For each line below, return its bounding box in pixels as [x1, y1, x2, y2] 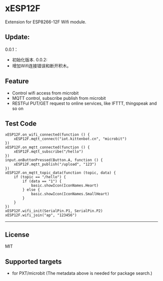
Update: [5, 33, 30, 41]
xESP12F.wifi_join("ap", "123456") [5, 213, 77, 218]
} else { [22, 187, 40, 192]
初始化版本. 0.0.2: [12, 57, 48, 62]
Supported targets [5, 257, 62, 265]
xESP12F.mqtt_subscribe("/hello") [14, 149, 83, 154]
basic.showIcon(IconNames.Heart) [31, 183, 98, 188]
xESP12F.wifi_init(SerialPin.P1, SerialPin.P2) [5, 209, 103, 214]
